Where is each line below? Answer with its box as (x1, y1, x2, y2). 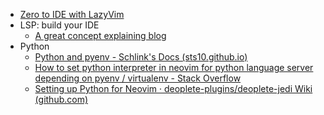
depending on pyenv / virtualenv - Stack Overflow (34, 72, 242, 84)
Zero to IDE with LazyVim (19, 9, 125, 20)
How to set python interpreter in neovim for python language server (34, 62, 314, 73)
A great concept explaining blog (34, 30, 167, 41)
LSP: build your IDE (19, 19, 100, 31)
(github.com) (34, 94, 89, 105)
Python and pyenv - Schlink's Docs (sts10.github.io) (34, 51, 248, 63)
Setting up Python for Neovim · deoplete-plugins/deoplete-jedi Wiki (34, 83, 313, 94)
